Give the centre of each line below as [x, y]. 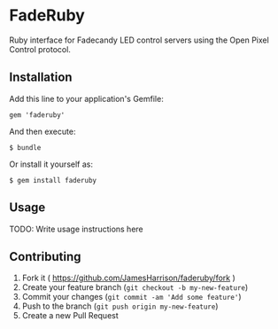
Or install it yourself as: [51, 164]
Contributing [45, 257]
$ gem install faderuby [53, 180]
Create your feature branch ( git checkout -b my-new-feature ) [135, 287]
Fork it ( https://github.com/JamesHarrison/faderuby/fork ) [129, 278]
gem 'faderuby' [37, 115]
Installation [41, 78]
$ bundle [25, 147]
